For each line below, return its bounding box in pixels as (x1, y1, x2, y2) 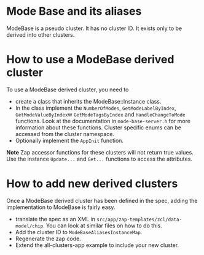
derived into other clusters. (6, 31, 75, 38)
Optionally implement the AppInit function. (15, 137, 124, 144)
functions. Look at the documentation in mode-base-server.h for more (15, 117, 190, 124)
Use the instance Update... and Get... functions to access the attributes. (6, 155, 192, 162)
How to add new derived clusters (6, 177, 178, 191)
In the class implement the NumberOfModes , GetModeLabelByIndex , (15, 104, 176, 112)
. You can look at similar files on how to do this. (42, 222, 162, 229)
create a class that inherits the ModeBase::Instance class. (15, 97, 162, 105)
